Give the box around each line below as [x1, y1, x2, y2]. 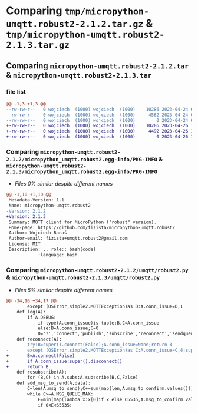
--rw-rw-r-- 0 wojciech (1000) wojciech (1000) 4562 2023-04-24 [6, 112, 189, 118]
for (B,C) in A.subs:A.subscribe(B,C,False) [27, 375, 138, 381]
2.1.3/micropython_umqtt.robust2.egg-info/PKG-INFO [6, 168, 158, 175]
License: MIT [8, 241, 41, 247]
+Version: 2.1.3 [6, 213, 46, 219]
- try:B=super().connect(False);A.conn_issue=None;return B [6, 342, 173, 348]
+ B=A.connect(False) [6, 352, 75, 359]
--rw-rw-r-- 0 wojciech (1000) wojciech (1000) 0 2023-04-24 [6, 117, 189, 123]
